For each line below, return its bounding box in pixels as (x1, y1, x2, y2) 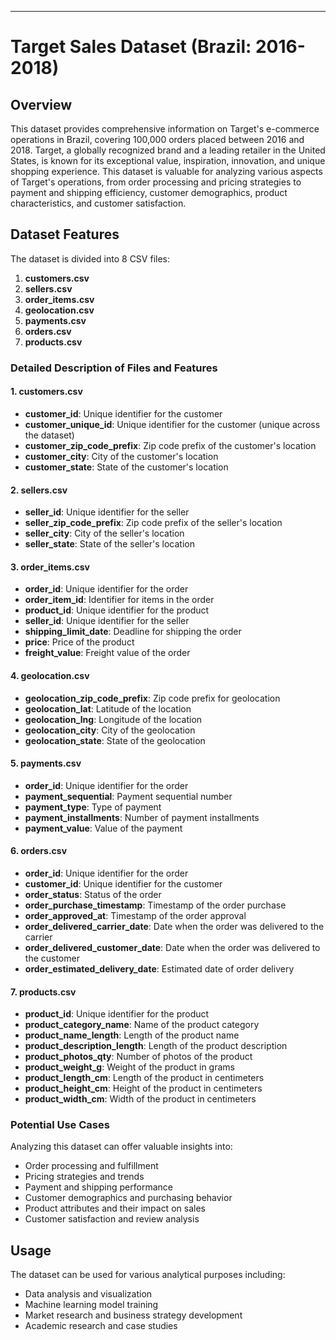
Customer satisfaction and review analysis (24, 1213, 200, 1225)
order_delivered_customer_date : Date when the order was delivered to (24, 941, 321, 953)
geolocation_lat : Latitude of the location (24, 702, 192, 715)
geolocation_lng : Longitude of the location (24, 713, 203, 725)
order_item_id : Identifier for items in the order (24, 594, 215, 606)
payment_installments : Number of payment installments (24, 811, 260, 823)
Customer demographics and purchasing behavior (24, 1192, 233, 1204)
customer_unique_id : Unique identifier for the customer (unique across (24, 418, 321, 430)
